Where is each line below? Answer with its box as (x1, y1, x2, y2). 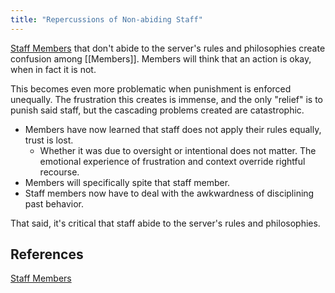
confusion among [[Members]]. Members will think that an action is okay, (10, 52, 312, 65)
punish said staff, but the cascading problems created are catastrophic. (10, 104, 305, 116)
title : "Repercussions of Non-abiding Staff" (10, 14, 203, 25)
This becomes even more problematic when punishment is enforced (10, 82, 292, 95)
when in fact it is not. (10, 63, 97, 75)
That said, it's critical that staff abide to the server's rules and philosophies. (10, 217, 321, 229)
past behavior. (24, 197, 85, 210)
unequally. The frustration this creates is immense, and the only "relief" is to (10, 93, 324, 105)
